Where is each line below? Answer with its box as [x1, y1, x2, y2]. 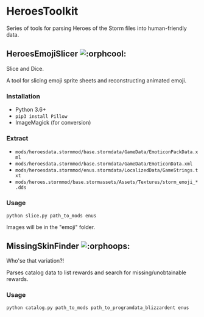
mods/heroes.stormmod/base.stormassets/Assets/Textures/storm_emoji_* [15, 179, 199, 186]
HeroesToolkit [6, 4, 79, 18]
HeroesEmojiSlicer [6, 49, 79, 59]
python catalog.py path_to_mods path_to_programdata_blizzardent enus [6, 304, 189, 311]
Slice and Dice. [6, 65, 44, 72]
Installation [6, 92, 41, 100]
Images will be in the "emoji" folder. [6, 223, 96, 230]
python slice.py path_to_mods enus [6, 213, 97, 219]
